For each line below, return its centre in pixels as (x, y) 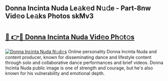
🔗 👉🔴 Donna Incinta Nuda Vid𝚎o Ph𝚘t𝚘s (70, 37)
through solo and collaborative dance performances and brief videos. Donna (84, 63)
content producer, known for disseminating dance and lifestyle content (78, 57)
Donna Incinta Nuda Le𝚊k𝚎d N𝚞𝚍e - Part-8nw (78, 8)
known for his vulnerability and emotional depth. (55, 73)
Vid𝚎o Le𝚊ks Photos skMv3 (49, 16)
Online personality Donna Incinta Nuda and (112, 52)
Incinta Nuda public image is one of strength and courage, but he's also (79, 68)
